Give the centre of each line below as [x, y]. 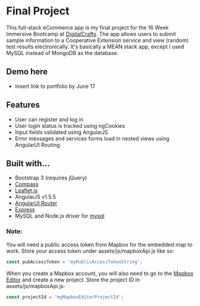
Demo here [27, 72]
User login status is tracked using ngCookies [70, 126]
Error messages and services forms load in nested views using [92, 138]
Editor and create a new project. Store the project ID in [73, 280]
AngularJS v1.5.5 [35, 197]
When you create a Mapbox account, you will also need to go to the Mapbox [100, 273]
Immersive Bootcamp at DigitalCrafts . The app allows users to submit [91, 33]
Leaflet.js [26, 191]
